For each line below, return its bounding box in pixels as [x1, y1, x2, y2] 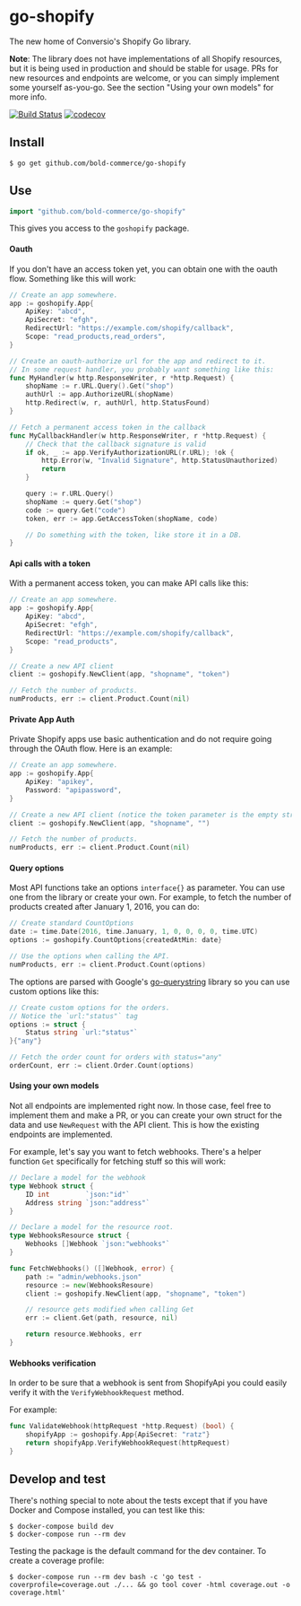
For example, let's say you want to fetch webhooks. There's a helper [9, 1147, 262, 1157]
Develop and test [9, 1471, 106, 1487]
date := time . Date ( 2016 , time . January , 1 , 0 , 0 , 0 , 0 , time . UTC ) [9, 927, 259, 937]
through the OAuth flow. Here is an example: [9, 743, 173, 755]
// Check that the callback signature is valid [25, 440, 206, 449]
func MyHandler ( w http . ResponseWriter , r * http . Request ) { [9, 373, 235, 382]
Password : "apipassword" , [25, 785, 123, 795]
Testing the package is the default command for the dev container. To [9, 1546, 267, 1557]
